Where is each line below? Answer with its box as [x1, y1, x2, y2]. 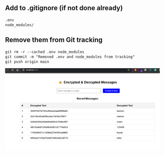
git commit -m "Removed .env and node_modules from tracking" [5, 54, 135, 59]
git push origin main [5, 59, 50, 64]
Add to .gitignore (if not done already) [5, 4, 123, 12]
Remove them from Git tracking [5, 36, 103, 44]
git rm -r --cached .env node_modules [5, 49, 84, 54]
